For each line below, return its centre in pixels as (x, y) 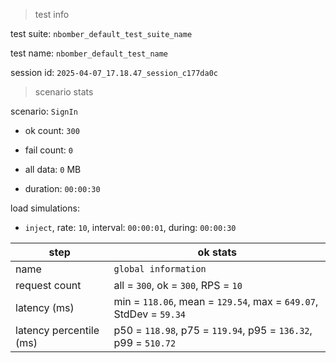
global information (160, 269)
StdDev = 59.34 (150, 314)
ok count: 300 (52, 130)
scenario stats (64, 92)
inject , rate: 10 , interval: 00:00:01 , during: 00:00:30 (130, 227)
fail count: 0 (49, 150)
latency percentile (57, 330)
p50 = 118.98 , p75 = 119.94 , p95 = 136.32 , (213, 330)
